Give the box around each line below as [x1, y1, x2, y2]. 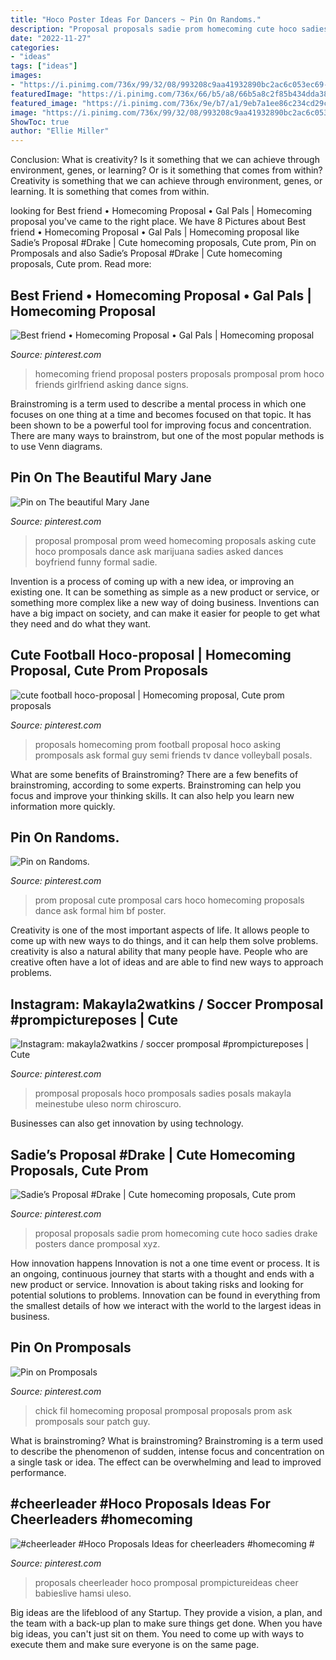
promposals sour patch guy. [34, 1415, 151, 1427]
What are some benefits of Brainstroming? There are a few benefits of [10, 768, 299, 780]
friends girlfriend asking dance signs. [34, 378, 189, 390]
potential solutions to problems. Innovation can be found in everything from [10, 1289, 321, 1301]
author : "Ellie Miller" [10, 126, 110, 136]
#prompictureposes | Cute [10, 1011, 179, 1028]
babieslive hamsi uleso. [34, 1587, 132, 1599]
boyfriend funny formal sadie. [34, 556, 158, 568]
